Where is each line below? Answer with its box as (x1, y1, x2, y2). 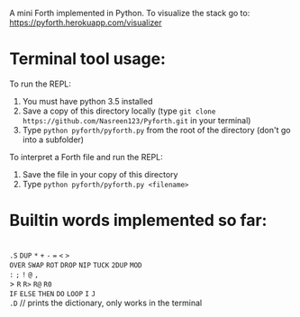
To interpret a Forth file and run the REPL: (9, 151, 164, 162)
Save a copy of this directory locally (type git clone (22, 105, 216, 116)
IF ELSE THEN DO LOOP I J (9, 289, 96, 298)
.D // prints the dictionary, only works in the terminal (9, 297, 203, 308)
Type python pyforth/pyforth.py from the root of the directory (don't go (22, 124, 291, 135)
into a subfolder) (22, 134, 84, 145)
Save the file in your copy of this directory (22, 168, 178, 179)
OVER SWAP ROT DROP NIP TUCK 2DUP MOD (9, 260, 142, 269)
